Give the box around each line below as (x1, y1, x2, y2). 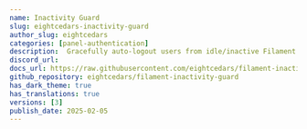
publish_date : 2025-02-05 (9, 106, 108, 115)
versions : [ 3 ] (9, 97, 64, 107)
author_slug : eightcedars (9, 30, 108, 39)
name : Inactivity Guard (9, 13, 101, 23)
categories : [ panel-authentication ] (9, 38, 149, 48)
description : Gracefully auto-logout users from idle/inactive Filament (9, 47, 297, 56)
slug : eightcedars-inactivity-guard (9, 22, 149, 31)
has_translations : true (9, 89, 101, 98)
